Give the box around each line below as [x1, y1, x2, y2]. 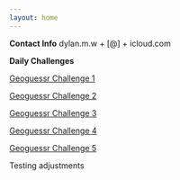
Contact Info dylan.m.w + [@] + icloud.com [9, 38, 171, 49]
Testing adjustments [9, 159, 85, 171]
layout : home [9, 13, 58, 22]
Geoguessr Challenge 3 [9, 107, 97, 118]
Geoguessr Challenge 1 [9, 73, 95, 84]
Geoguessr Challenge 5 [9, 142, 97, 153]
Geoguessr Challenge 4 [9, 125, 97, 136]
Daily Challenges [9, 55, 75, 66]
